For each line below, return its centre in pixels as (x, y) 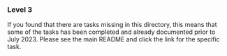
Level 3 (20, 10)
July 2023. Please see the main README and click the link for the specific (113, 39)
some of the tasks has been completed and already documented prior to (111, 32)
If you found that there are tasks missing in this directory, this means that (112, 25)
